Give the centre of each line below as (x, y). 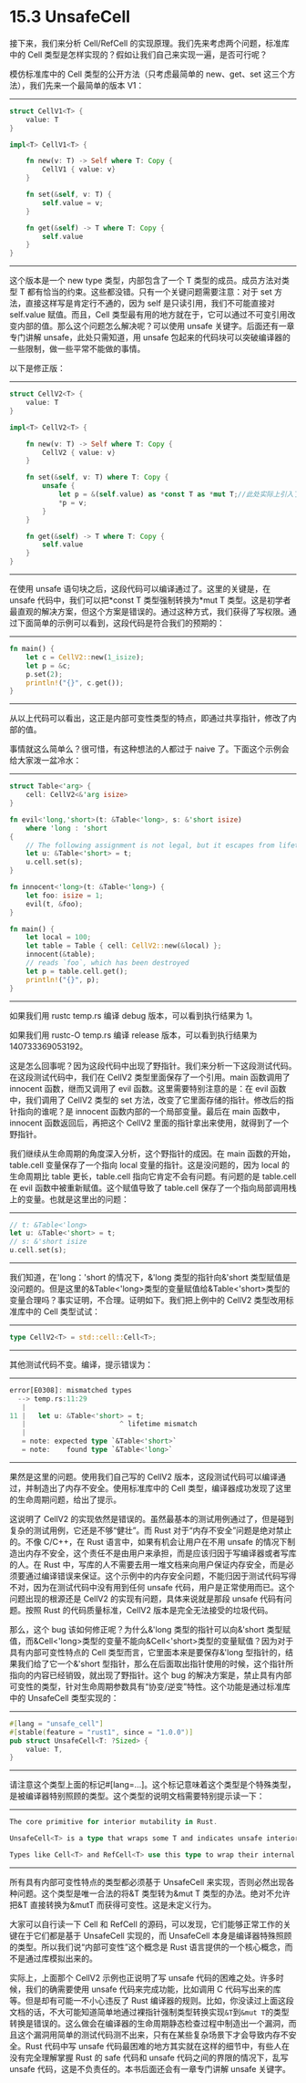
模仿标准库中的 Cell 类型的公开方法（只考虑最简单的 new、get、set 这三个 (149, 74)
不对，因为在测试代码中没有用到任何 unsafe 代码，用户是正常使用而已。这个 (152, 1587)
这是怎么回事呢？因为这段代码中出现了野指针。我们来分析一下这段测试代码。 (153, 1065)
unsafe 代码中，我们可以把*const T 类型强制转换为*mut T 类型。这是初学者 (150, 600)
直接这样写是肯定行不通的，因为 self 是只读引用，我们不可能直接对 (150, 304)
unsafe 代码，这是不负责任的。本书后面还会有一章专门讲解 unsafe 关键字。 (150, 2068)
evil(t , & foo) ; (55, 904)
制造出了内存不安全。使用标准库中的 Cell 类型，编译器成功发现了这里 (163, 1487)
